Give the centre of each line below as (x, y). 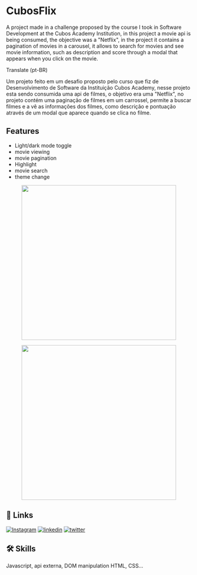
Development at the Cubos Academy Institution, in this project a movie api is (98, 33)
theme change (32, 177)
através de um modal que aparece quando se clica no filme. (79, 113)
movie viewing (32, 152)
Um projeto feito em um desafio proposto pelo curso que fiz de (82, 81)
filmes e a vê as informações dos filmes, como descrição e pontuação (91, 106)
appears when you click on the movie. (52, 58)
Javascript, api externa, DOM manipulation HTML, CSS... (75, 566)
